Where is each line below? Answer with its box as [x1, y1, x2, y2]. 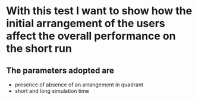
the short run [6, 42, 73, 56]
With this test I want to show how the [6, 4, 192, 18]
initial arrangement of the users [6, 17, 165, 30]
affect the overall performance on [6, 30, 176, 43]
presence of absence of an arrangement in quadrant [14, 81, 144, 88]
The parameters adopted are [6, 65, 115, 75]
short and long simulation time [14, 88, 89, 94]
